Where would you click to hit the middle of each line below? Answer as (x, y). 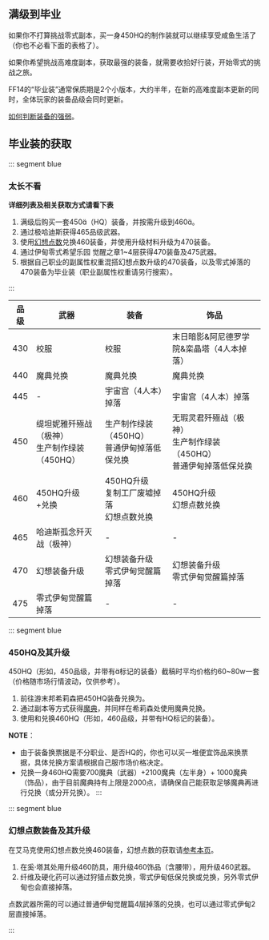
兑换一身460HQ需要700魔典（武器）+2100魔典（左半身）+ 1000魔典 (133, 773)
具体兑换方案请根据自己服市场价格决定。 (101, 762)
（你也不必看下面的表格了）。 (56, 45)
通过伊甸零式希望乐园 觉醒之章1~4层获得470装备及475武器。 (120, 251)
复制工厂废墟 (129, 492)
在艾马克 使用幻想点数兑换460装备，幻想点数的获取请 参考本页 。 (113, 850)
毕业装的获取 (40, 144)
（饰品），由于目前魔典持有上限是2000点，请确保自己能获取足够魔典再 (136, 782)
